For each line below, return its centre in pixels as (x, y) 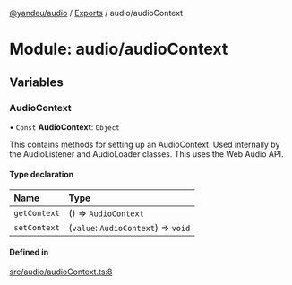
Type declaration (42, 175)
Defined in (29, 252)
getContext (37, 213)
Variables (37, 82)
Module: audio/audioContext (119, 49)
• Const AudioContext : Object (65, 127)
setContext (37, 228)
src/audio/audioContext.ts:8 (61, 272)
